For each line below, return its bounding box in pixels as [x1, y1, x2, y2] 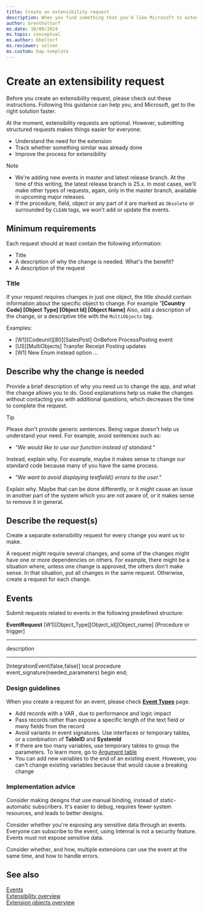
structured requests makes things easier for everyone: [6, 126, 142, 133]
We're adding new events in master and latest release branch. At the [14, 173, 185, 181]
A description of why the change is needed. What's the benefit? [14, 258, 174, 265]
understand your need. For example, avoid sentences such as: [6, 432, 161, 439]
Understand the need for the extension [14, 137, 112, 144]
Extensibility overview [6, 892, 61, 899]
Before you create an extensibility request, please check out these [6, 95, 172, 102]
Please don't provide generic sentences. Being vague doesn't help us [6, 425, 179, 432]
